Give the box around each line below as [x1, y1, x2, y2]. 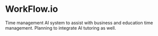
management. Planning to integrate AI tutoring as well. [5, 25, 116, 31]
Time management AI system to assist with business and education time [5, 20, 153, 26]
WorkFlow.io [5, 3, 58, 15]
